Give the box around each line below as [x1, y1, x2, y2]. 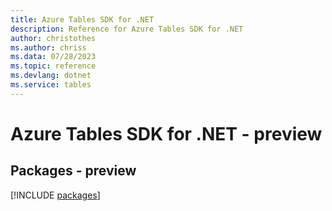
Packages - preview [10, 162, 137, 180]
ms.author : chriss [10, 42, 87, 53]
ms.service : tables [10, 80, 92, 90]
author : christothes [10, 33, 97, 43]
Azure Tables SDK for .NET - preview [10, 122, 323, 145]
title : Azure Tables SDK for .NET [10, 14, 155, 25]
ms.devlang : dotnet [10, 71, 92, 81]
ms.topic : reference [10, 61, 97, 71]
